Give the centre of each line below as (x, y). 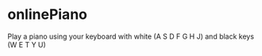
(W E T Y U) (27, 44)
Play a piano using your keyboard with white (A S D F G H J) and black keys (131, 36)
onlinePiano (48, 15)
